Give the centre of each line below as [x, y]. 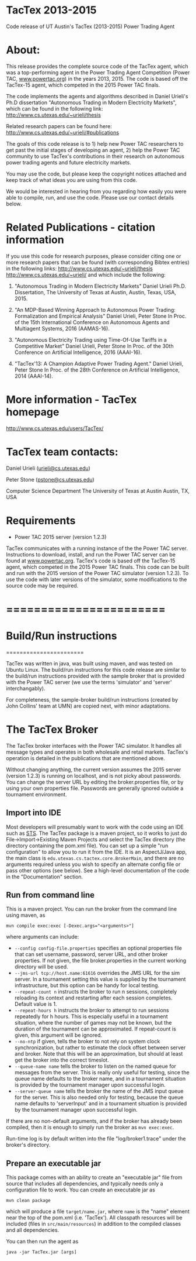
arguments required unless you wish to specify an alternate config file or [93, 864]
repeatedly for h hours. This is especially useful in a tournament [91, 1016]
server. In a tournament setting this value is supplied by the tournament [100, 979]
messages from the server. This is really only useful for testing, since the [102, 1073]
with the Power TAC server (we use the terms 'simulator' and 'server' [89, 682]
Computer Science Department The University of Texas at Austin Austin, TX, [98, 491]
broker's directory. [28, 1145]
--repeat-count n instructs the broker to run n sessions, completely [96, 992]
